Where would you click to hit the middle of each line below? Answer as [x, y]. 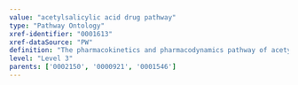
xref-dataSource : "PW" [51, 42]
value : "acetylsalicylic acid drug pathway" [93, 17]
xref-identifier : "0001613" [61, 34]
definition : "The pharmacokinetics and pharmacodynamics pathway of [138, 50]
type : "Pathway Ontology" [57, 26]
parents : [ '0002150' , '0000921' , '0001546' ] [93, 67]
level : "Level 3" [41, 58]
